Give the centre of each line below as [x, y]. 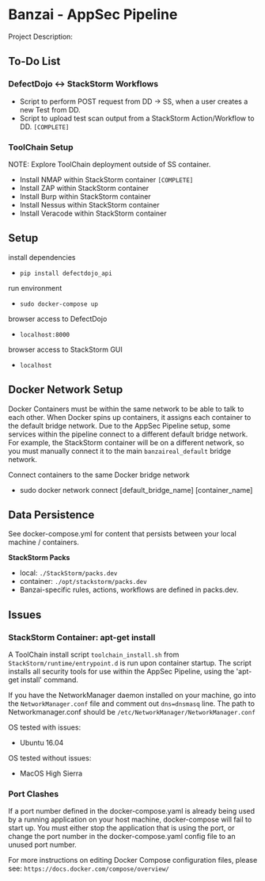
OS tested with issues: [45, 727]
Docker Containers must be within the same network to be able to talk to [126, 409]
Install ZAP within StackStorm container [84, 188]
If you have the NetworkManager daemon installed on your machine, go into [132, 696]
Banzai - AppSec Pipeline [93, 15]
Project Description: [41, 36]
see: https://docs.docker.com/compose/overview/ [89, 868]
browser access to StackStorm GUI [65, 349]
